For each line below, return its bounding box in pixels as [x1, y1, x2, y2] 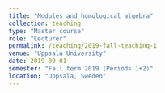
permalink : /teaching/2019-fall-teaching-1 [8, 42, 158, 50]
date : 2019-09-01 [8, 57, 67, 66]
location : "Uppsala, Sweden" [8, 72, 107, 80]
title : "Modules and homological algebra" [8, 11, 154, 20]
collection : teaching [8, 19, 82, 27]
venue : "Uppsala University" [8, 49, 107, 57]
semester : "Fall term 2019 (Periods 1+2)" [8, 65, 154, 73]
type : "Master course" [8, 27, 85, 35]
